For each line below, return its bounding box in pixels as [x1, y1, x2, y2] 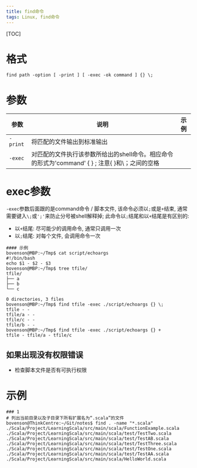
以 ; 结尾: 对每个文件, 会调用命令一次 [14, 232, 101, 239]
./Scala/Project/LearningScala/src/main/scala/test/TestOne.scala [6, 446, 172, 452]
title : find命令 [6, 8, 44, 15]
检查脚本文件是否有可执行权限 [14, 367, 87, 374]
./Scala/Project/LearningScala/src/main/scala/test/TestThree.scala [6, 441, 177, 447]
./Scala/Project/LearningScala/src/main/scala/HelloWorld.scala [6, 456, 167, 462]
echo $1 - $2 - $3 [6, 260, 51, 267]
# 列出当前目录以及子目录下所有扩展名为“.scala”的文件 [6, 415, 124, 421]
